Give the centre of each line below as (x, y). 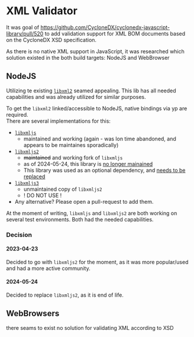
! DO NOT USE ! (43, 195)
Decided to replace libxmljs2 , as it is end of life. (65, 295)
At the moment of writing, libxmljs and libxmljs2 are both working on (92, 213)
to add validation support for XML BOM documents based (115, 33)
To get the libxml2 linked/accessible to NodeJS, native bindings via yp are (97, 108)
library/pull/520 (25, 33)
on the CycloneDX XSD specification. (51, 40)
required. (17, 114)
